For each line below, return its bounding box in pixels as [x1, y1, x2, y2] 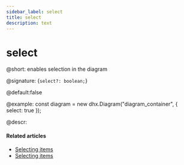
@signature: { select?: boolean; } [6, 77, 88, 85]
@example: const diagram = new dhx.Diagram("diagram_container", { [6, 100, 178, 108]
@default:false [6, 89, 43, 96]
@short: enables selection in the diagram [6, 65, 108, 73]
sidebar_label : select [6, 8, 63, 15]
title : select [6, 14, 42, 20]
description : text [6, 20, 52, 26]
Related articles [6, 132, 46, 139]
